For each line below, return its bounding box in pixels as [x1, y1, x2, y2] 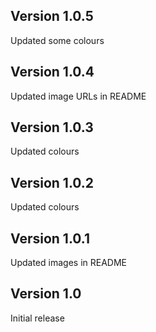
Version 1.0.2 [10, 174, 95, 191]
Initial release [10, 312, 65, 324]
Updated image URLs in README [10, 90, 147, 102]
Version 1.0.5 [10, 8, 94, 25]
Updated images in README [10, 257, 127, 269]
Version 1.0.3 [10, 119, 94, 136]
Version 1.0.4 [10, 64, 95, 81]
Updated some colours [10, 34, 105, 46]
